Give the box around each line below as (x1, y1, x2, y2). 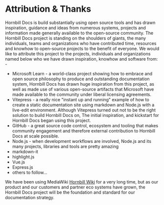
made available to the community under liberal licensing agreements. (12, 91, 152, 97)
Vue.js (12, 159, 25, 165)
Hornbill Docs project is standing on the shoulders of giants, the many (5, 35, 146, 41)
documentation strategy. (5, 194, 55, 200)
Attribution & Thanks (5, 3, 92, 15)
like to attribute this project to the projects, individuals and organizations (5, 50, 151, 57)
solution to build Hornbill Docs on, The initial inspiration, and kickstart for (12, 112, 159, 118)
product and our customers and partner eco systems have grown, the (5, 184, 145, 190)
